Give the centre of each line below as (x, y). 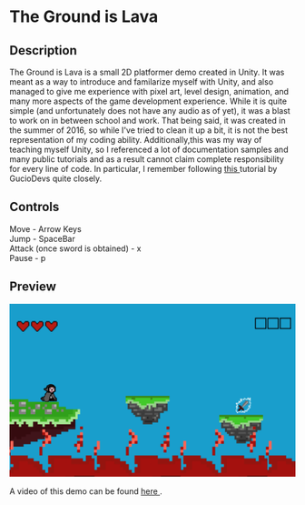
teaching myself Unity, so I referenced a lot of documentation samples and (149, 149)
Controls (34, 207)
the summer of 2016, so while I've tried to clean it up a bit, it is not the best (149, 130)
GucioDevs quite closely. (56, 178)
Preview (33, 287)
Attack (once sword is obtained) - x (75, 248)
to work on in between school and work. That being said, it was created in (148, 121)
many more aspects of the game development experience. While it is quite (148, 101)
